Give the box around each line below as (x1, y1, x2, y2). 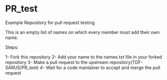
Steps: (5, 44, 19, 50)
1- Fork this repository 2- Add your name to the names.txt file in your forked (5, 53, 162, 60)
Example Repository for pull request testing (5, 19, 95, 25)
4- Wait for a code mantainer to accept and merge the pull (40, 64, 160, 70)
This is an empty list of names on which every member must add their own (5, 29, 160, 35)
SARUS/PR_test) (5, 64, 39, 70)
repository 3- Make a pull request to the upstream (5, 59, 109, 65)
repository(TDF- (109, 59, 143, 65)
